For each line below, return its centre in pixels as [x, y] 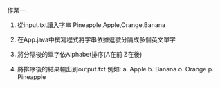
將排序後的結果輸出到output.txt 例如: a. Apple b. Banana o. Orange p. [116, 69]
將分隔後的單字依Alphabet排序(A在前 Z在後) [80, 54]
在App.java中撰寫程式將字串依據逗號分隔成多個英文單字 [97, 39]
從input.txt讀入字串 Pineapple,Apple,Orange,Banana [91, 25]
